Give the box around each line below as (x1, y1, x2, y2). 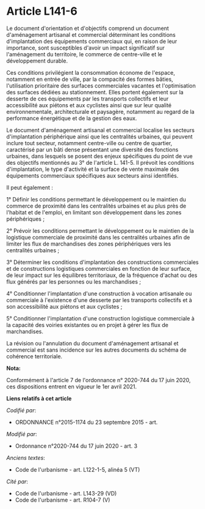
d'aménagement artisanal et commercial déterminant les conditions (6, 31, 176, 38)
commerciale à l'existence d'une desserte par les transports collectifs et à (6, 296, 192, 304)
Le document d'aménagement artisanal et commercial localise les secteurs (6, 126, 195, 134)
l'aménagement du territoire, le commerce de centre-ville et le (6, 50, 163, 58)
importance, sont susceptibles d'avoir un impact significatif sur (6, 44, 165, 51)
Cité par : (6, 478, 29, 485)
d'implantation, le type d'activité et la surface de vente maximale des (6, 165, 180, 173)
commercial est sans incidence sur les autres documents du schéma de (6, 346, 187, 353)
